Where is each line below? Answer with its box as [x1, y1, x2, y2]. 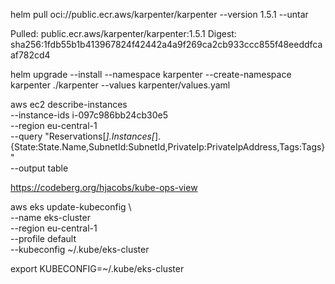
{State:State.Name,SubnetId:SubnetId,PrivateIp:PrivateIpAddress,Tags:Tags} [10, 141, 326, 153]
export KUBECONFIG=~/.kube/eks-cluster [10, 263, 185, 274]
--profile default [10, 233, 77, 244]
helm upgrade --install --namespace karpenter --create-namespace [10, 69, 292, 80]
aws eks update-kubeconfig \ [10, 201, 132, 213]
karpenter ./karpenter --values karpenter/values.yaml [10, 79, 231, 91]
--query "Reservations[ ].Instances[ [10, 130, 155, 142]
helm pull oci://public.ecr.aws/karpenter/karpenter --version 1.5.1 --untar [10, 9, 309, 20]
